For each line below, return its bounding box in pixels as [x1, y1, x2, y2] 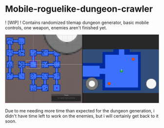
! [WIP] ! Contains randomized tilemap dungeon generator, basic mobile [5, 20, 149, 25]
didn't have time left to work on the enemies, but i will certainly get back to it [5, 113, 159, 119]
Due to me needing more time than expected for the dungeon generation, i [5, 107, 155, 113]
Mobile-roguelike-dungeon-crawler [5, 3, 153, 15]
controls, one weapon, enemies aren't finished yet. [5, 24, 107, 30]
